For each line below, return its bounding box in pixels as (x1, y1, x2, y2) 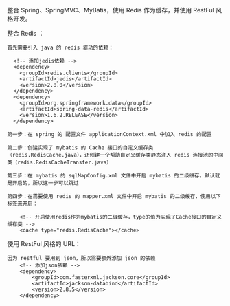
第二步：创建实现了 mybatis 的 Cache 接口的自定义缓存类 (7, 144, 154, 151)
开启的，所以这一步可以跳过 (12, 179, 79, 186)
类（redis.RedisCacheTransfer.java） (7, 159, 112, 166)
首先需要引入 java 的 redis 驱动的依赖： (7, 44, 114, 51)
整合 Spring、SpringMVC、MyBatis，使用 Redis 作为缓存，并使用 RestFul (7, 6, 214, 14)
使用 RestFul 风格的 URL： (7, 240, 81, 248)
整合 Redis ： (7, 30, 45, 37)
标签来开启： (7, 200, 38, 207)
